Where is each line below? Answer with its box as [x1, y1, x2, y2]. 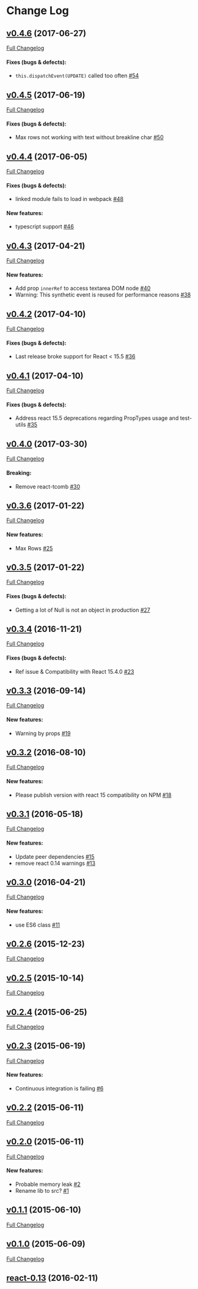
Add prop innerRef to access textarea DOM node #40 [15, 284, 151, 292]
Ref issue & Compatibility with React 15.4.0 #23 [15, 667, 134, 675]
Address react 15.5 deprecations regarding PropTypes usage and [15, 414, 179, 422]
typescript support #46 [15, 223, 75, 230]
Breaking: [6, 469, 32, 476]
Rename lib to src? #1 [15, 1187, 69, 1194]
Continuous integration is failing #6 [15, 1085, 104, 1092]
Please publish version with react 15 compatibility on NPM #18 [15, 791, 172, 799]
